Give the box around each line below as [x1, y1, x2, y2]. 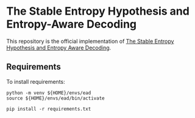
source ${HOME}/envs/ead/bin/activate [6, 95, 105, 101]
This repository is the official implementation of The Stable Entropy [6, 37, 174, 45]
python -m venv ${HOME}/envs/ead [6, 90, 91, 96]
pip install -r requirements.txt [6, 106, 91, 112]
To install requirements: [6, 78, 65, 85]
